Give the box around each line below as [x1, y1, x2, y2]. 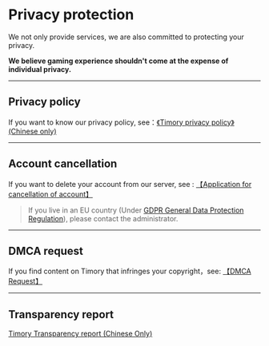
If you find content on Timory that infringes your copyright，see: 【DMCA [8, 266, 252, 276]
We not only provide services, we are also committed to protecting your [8, 32, 244, 42]
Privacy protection [8, 6, 134, 24]
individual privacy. [8, 64, 72, 74]
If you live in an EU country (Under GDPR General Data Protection [27, 205, 244, 215]
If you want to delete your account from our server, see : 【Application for [8, 179, 252, 189]
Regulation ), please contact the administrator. [27, 213, 179, 223]
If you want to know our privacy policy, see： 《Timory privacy [8, 117, 210, 127]
